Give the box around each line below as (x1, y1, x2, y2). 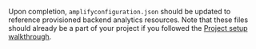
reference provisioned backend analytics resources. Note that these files (8, 15, 249, 24)
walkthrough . (8, 32, 52, 41)
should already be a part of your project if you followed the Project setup (8, 24, 248, 32)
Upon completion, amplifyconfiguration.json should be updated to (8, 7, 231, 16)
